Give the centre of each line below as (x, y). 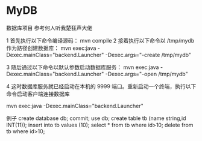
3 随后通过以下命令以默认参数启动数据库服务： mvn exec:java (83, 67)
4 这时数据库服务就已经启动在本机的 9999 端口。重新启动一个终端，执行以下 (101, 86)
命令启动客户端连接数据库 (38, 94)
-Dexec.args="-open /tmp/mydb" (147, 74)
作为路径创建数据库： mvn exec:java (51, 48)
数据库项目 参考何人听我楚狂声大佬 (49, 28)
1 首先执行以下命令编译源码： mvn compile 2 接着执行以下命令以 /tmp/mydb (100, 40)
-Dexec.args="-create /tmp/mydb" (148, 55)
